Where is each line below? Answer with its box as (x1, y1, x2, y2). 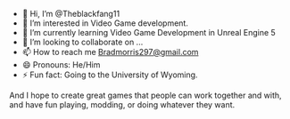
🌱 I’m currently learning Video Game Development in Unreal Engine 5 (21, 28, 277, 37)
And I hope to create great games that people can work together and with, (9, 90, 283, 100)
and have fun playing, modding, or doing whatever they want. (9, 99, 236, 110)
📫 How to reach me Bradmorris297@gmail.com (21, 47, 199, 57)
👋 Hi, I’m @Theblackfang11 (21, 9, 120, 19)
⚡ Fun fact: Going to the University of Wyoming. (21, 69, 198, 80)
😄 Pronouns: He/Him (21, 59, 101, 70)
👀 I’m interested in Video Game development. (21, 18, 189, 28)
